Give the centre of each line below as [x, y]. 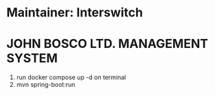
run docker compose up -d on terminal [71, 77]
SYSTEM [32, 58]
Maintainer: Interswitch [75, 13]
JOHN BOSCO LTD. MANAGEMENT [107, 44]
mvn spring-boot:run [46, 85]
